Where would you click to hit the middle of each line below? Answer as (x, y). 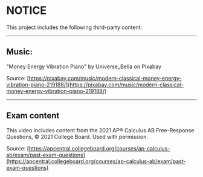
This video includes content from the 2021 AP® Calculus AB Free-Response (100, 130)
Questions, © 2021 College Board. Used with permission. (77, 137)
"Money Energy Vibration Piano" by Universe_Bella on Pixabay (84, 66)
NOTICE (27, 11)
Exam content (33, 116)
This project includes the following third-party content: (74, 27)
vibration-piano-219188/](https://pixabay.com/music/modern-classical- (95, 85)
